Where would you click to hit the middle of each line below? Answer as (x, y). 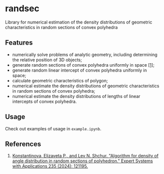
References (23, 144)
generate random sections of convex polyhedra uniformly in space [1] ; (83, 65)
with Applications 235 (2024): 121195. (50, 166)
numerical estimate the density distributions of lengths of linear (76, 96)
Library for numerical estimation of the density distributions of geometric (79, 22)
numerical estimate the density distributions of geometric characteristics (86, 86)
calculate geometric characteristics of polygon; (60, 80)
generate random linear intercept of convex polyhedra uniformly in (80, 70)
